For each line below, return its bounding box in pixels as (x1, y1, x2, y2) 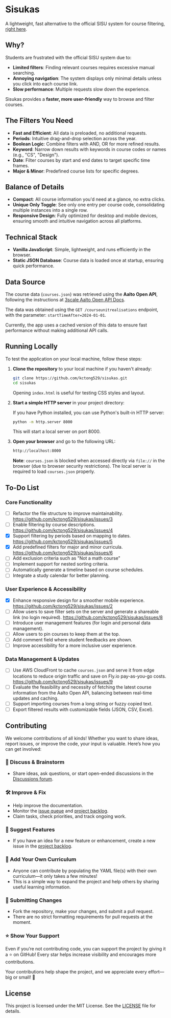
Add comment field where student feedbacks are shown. (12, 637, 133, 643)
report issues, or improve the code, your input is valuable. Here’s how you (5, 741, 160, 747)
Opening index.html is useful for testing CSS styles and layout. (12, 389, 145, 396)
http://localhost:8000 (12, 448, 61, 453)
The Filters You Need (5, 116, 74, 125)
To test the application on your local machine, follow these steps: (5, 356, 142, 362)
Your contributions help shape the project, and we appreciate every (5, 969, 147, 975)
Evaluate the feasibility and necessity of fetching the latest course (12, 684, 152, 690)
